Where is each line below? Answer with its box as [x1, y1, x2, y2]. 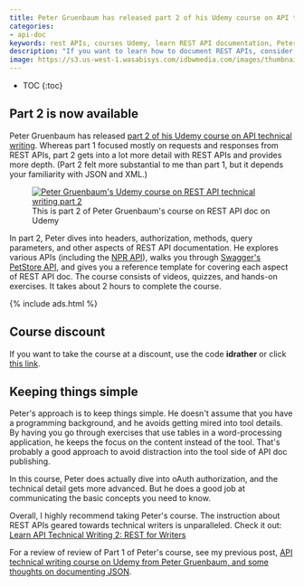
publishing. [9, 456, 52, 467]
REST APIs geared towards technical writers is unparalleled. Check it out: [9, 520, 282, 531]
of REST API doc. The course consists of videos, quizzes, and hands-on [9, 270, 278, 281]
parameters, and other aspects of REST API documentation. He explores [9, 241, 279, 253]
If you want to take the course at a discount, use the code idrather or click [9, 348, 287, 359]
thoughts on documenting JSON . [9, 566, 132, 577]
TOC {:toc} [22, 80, 63, 90]
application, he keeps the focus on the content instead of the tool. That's [9, 437, 280, 448]
